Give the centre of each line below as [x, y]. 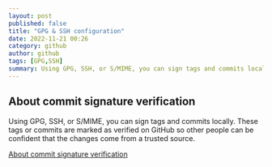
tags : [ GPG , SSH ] [36, 62]
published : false [38, 24]
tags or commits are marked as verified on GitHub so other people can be [131, 130]
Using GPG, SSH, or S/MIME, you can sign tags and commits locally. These [134, 121]
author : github [34, 54]
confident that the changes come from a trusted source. [102, 138]
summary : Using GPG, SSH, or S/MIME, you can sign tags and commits [126, 69]
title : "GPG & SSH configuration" [67, 31]
